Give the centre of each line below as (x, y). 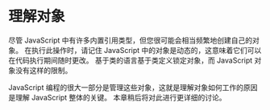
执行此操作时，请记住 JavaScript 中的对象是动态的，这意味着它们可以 (146, 50)
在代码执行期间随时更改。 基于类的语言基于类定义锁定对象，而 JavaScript (131, 60)
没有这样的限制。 (44, 70)
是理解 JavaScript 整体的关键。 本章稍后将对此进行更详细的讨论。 (118, 97)
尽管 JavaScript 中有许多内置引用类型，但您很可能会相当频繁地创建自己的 (131, 40)
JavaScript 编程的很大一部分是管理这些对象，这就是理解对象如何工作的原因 (133, 87)
